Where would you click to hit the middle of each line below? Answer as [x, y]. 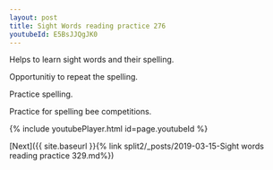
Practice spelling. [41, 94]
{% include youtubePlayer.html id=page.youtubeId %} [109, 129]
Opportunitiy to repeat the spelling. [74, 77]
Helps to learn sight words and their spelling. [92, 60]
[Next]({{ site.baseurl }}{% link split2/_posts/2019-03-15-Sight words [136, 146]
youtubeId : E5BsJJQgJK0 [54, 34]
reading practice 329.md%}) [62, 156]
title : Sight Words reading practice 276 [88, 26]
